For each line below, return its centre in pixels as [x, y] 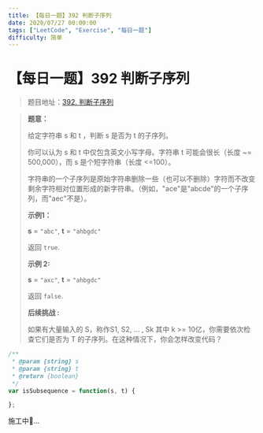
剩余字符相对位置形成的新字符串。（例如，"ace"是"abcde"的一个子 [134, 189]
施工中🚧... [24, 421]
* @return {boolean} [45, 376]
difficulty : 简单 [35, 37]
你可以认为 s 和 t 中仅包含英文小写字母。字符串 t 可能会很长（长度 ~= [139, 152]
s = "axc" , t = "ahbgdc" [64, 279]
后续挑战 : [43, 313]
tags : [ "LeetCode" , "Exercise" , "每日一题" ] [80, 30]
